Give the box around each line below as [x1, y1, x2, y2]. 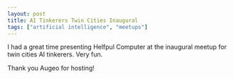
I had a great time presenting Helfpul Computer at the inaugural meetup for [7, 43, 227, 51]
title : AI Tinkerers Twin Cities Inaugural [7, 17, 139, 24]
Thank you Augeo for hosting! [7, 64, 95, 73]
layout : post [7, 10, 46, 18]
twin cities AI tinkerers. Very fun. [7, 50, 103, 59]
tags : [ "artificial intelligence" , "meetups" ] [7, 23, 148, 30]
